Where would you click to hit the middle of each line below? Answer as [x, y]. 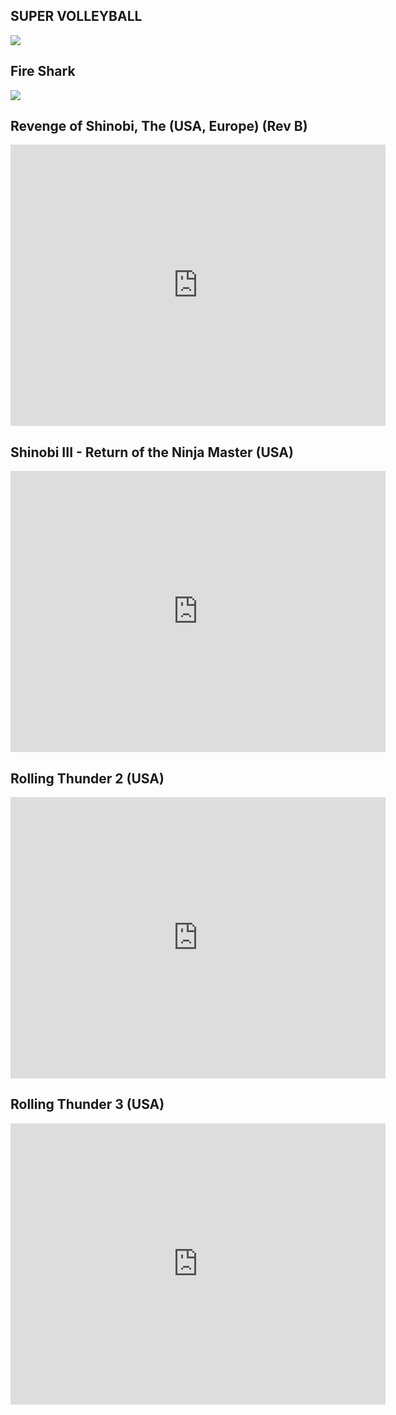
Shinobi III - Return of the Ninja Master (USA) [152, 452]
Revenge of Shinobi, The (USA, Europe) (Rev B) [159, 126]
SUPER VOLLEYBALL [76, 16]
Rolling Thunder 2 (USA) [87, 778]
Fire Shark [43, 71]
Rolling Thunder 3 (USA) [87, 1104]
